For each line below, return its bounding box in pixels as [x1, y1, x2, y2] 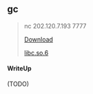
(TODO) [7, 80, 30, 88]
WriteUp [7, 64, 32, 73]
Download [23, 35, 54, 44]
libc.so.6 [23, 48, 49, 57]
